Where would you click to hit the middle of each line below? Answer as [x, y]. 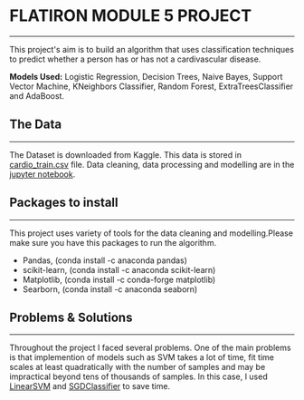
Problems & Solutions [71, 317]
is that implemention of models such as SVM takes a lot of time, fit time [142, 357]
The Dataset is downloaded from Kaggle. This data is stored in [126, 154]
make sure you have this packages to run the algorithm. [113, 242]
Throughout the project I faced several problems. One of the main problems [150, 348]
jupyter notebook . [43, 174]
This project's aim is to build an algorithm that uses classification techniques [152, 49]
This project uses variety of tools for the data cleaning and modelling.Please [152, 233]
